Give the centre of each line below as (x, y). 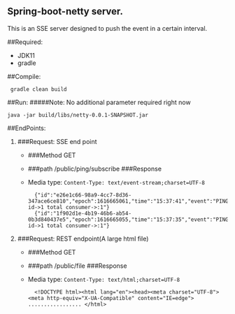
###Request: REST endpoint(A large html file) (83, 238)
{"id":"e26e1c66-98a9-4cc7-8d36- (83, 195)
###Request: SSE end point (57, 141)
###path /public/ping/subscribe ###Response (95, 169)
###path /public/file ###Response (77, 266)
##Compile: (24, 76)
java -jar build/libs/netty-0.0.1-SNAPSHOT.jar (78, 115)
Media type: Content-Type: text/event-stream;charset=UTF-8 (116, 182)
